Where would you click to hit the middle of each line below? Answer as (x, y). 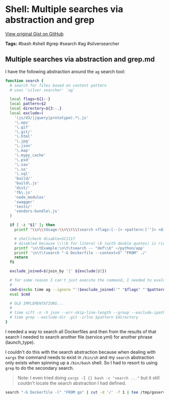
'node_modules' (30, 197)
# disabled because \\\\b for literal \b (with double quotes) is (85, 243)
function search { (24, 81)
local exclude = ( (27, 113)
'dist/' (22, 188)
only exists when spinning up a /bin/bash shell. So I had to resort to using (81, 362)
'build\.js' (27, 183)
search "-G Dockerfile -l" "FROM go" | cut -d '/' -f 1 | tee (72, 392)
